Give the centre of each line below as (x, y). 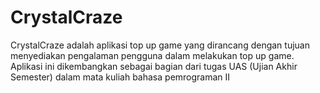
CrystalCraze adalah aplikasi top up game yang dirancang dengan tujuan (160, 45)
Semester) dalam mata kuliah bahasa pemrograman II (120, 77)
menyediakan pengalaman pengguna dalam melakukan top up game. (152, 55)
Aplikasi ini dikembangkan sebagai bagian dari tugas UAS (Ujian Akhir (154, 66)
